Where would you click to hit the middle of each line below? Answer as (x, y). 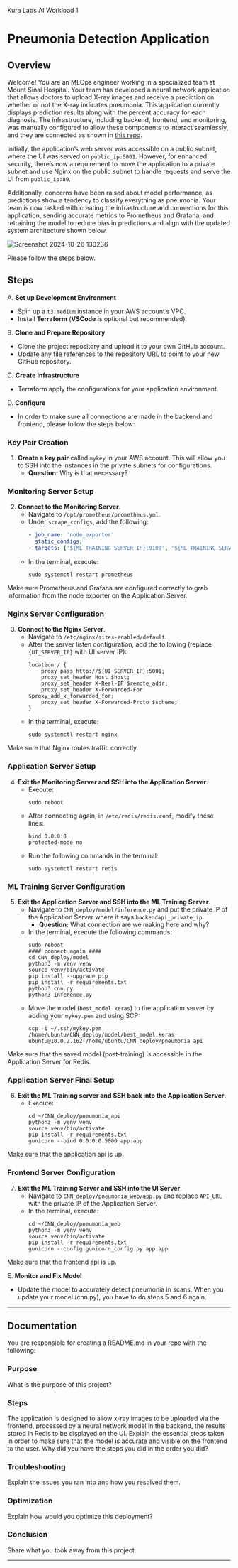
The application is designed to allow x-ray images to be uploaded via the (113, 1418)
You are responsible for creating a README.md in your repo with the (107, 1343)
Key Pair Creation (38, 442)
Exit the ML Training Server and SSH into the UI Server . (100, 1188)
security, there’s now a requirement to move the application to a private (111, 164)
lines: (36, 823)
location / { (47, 665)
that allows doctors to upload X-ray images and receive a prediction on (111, 97)
